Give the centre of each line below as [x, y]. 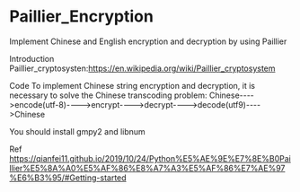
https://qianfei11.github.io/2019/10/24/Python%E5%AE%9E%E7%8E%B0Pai [150, 158]
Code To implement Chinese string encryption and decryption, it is [132, 85]
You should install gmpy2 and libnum [77, 131]
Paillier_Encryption [82, 17]
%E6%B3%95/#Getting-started [68, 178]
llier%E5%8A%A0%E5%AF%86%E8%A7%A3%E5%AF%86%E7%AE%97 [147, 168]
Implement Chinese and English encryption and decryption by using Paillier [148, 41]
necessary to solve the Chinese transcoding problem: [108, 95]
